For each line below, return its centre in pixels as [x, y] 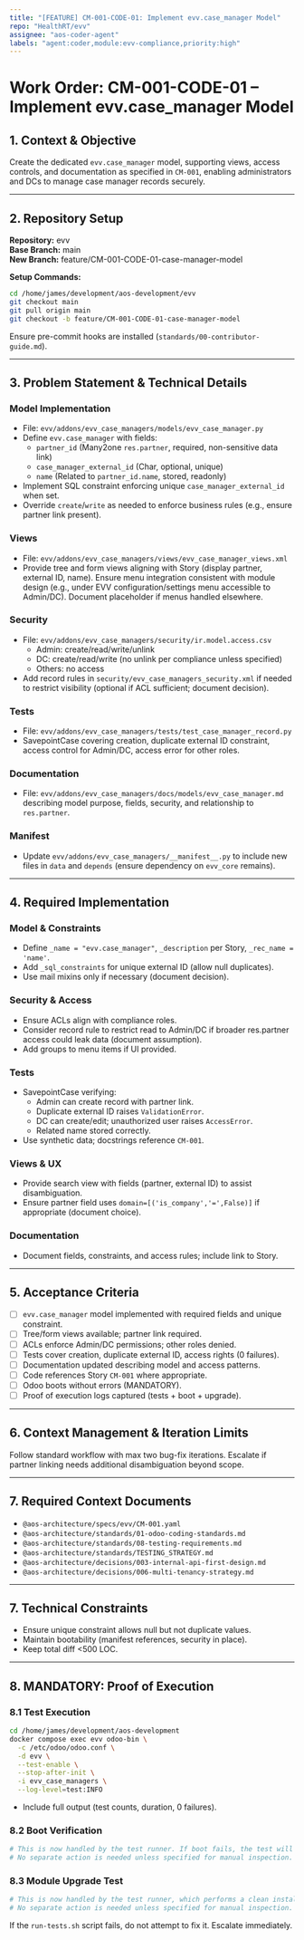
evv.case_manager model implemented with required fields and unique [152, 1314]
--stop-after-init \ [56, 1773]
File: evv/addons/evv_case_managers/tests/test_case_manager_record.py [157, 731]
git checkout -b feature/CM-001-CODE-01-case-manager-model [125, 319]
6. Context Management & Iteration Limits [129, 1433]
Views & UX [36, 1163]
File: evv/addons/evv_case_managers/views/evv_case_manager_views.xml [155, 558]
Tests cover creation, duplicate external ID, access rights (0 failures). [151, 1354]
